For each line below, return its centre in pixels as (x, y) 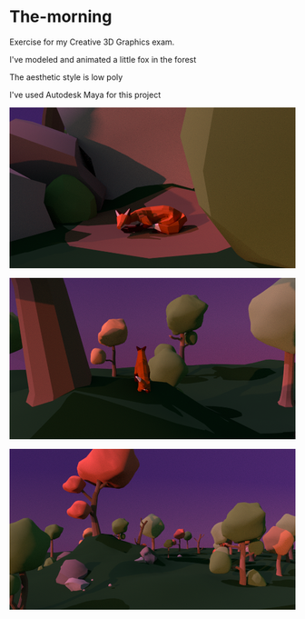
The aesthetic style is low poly (66, 77)
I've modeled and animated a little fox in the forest (103, 59)
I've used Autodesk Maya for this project (85, 95)
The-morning (61, 17)
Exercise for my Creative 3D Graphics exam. (92, 42)
